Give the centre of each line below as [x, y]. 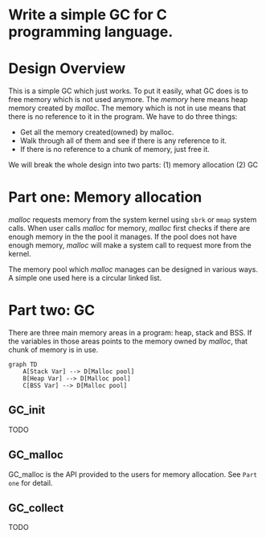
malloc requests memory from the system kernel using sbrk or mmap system [133, 220]
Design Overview [67, 69]
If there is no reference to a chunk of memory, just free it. [115, 150]
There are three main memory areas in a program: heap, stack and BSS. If [130, 333]
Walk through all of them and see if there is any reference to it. [123, 141]
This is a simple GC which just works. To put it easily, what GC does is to [129, 91]
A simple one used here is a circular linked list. [85, 278]
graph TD [23, 364]
